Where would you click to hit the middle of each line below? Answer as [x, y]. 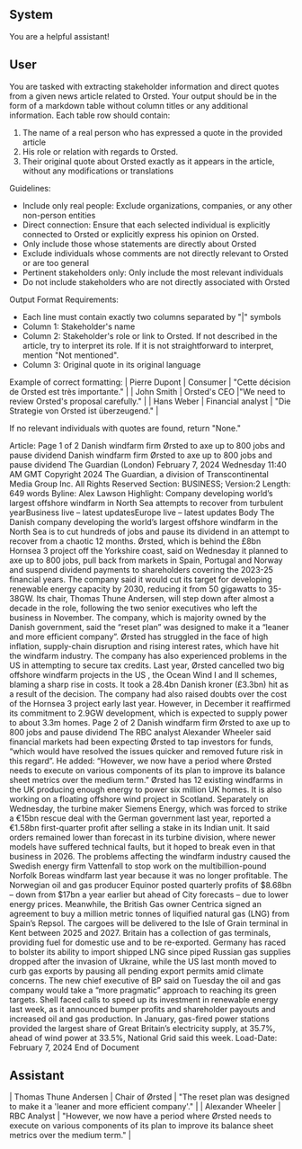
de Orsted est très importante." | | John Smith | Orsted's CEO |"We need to [147, 391]
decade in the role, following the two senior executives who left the [133, 608]
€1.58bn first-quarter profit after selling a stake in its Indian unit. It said [139, 827]
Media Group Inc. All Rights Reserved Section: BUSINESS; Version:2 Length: [150, 484]
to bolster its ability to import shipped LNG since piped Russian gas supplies [150, 951]
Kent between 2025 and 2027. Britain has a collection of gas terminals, [140, 932]
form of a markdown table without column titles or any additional [129, 105]
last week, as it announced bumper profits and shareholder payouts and [142, 1009]
